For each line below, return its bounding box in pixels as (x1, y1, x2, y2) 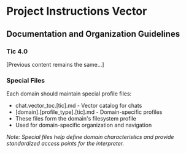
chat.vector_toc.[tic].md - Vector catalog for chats (15, 102, 142, 110)
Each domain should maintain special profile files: (6, 90, 132, 97)
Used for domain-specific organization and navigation (15, 121, 152, 129)
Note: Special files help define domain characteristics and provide (6, 133, 174, 141)
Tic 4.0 (6, 47, 28, 56)
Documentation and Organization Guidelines (6, 29, 180, 39)
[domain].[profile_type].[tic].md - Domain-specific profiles (15, 108, 163, 116)
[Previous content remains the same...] (6, 61, 104, 68)
